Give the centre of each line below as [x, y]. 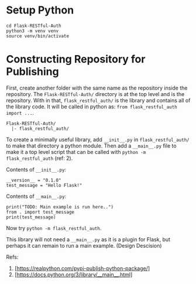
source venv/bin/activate [37, 36]
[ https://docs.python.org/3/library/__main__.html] [73, 274]
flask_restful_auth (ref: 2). [39, 158]
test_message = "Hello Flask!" [44, 185]
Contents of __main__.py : [36, 196]
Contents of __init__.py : [36, 169]
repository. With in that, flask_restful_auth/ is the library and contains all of [98, 100]
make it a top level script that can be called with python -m [76, 152]
